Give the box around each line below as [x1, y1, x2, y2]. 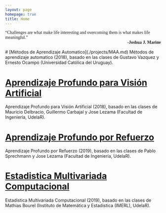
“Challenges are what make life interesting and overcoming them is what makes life [5, 30, 150, 35]
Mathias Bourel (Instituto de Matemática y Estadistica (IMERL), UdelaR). [5, 203, 151, 209]
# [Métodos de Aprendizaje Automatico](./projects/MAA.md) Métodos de [5, 49, 154, 55]
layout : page [5, 7, 32, 12]
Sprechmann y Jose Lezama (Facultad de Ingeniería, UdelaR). [5, 153, 131, 159]
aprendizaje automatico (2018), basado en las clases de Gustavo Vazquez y [5, 54, 159, 60]
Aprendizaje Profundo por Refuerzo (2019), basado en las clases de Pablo [5, 148, 156, 154]
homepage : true [5, 12, 37, 17]
